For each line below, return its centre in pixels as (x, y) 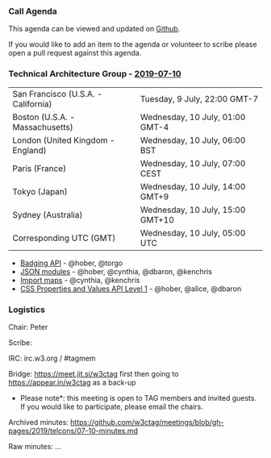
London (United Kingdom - (64, 140)
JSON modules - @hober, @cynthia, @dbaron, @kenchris (116, 271)
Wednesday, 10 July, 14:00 (193, 186)
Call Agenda (33, 11)
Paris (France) (40, 169)
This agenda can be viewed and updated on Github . (94, 29)
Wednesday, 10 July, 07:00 (193, 163)
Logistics (27, 310)
